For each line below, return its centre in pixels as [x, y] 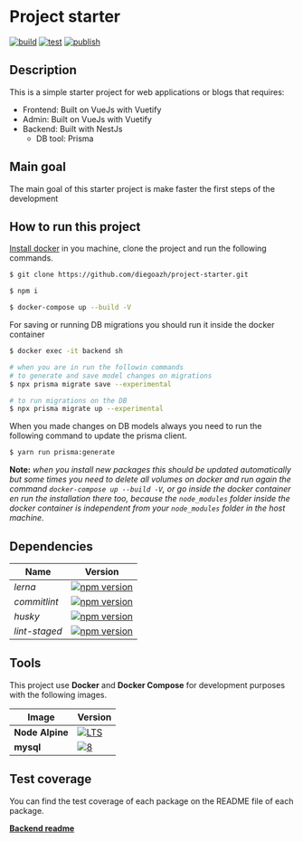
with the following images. [58, 694]
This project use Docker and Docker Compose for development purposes [147, 684]
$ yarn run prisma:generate [62, 453]
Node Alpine [42, 732]
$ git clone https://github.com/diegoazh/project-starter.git [129, 275]
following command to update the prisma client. [98, 435]
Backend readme [42, 828]
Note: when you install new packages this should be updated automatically [151, 470]
